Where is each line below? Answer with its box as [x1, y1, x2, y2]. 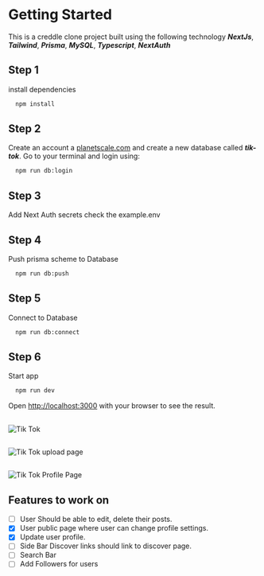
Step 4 [8, 233, 42, 247]
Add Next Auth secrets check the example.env [8, 210, 161, 220]
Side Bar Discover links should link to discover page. [19, 541, 192, 551]
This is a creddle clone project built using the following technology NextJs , [8, 32, 254, 41]
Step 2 [8, 122, 41, 136]
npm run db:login [15, 167, 73, 175]
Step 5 [8, 292, 41, 306]
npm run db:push [15, 269, 69, 278]
